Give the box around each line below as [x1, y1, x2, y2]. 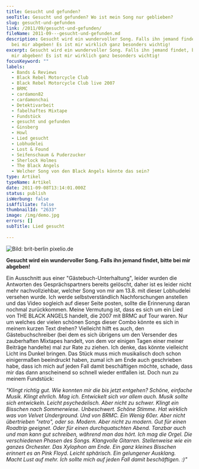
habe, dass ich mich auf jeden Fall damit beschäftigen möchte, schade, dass [6, 362, 193, 370]
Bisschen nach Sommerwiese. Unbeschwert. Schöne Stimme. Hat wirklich [6, 405, 188, 412]
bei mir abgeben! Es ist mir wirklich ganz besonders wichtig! [11, 42, 171, 48]
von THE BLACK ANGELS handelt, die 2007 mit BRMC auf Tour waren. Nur [6, 312, 188, 319]
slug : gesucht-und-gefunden [6, 20, 76, 25]
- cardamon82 [11, 91, 44, 97]
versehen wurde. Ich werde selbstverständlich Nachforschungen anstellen [6, 293, 188, 300]
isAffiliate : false [6, 201, 54, 207]
